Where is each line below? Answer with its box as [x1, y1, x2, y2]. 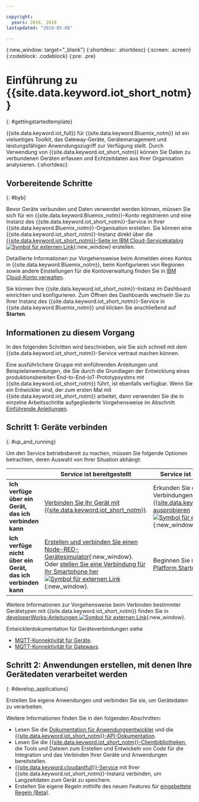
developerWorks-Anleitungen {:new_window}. [6, 614, 186, 621]
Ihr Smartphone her [44, 567, 99, 576]
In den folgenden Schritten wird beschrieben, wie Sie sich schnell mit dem [6, 343, 188, 350]
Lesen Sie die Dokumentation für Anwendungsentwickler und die [14, 726, 174, 733]
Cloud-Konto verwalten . [6, 274, 65, 281]
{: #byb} [6, 194, 27, 202]
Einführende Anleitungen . [6, 405, 69, 412]
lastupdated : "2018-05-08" [6, 25, 73, 31]
